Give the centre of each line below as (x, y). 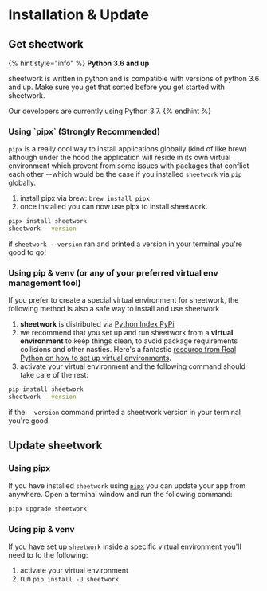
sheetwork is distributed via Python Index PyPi (97, 324)
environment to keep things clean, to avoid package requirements (128, 341)
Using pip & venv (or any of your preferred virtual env (113, 272)
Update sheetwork (55, 446)
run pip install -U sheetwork (69, 578)
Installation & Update (79, 15)
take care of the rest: (54, 375)
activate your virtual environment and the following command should (132, 366)
